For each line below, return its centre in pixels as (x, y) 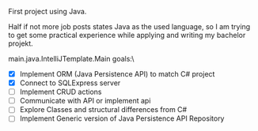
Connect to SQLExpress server (70, 83)
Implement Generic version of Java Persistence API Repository (122, 118)
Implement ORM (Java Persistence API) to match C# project (117, 74)
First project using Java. (47, 11)
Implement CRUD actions (61, 92)
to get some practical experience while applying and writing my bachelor (127, 35)
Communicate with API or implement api (85, 101)
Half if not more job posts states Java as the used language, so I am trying (129, 26)
